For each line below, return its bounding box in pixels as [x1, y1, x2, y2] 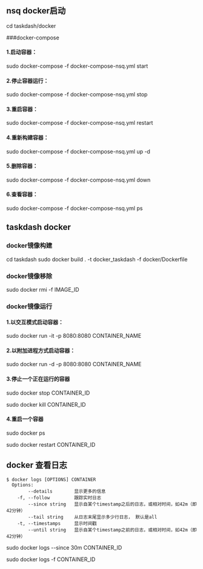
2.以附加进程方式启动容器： [6, 347, 76, 354]
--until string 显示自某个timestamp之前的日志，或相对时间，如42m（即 [28, 527, 197, 533]
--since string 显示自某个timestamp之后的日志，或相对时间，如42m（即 [28, 501, 197, 507]
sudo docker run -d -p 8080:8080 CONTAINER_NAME [6, 361, 142, 368]
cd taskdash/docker [6, 22, 56, 29]
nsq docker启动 [6, 5, 66, 16]
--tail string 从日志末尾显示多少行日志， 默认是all [28, 514, 158, 520]
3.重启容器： [6, 105, 38, 113]
